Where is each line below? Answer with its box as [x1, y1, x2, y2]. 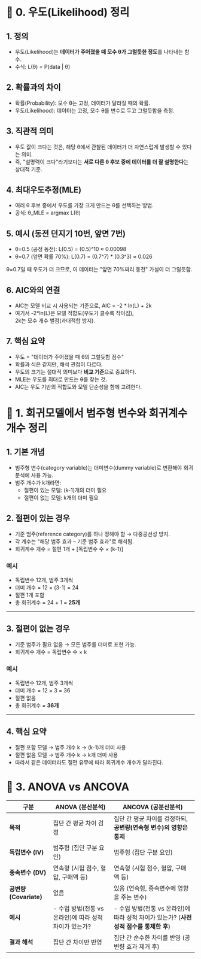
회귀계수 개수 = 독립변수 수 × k [14, 648, 87, 655]
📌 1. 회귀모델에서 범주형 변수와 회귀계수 [6, 407, 188, 420]
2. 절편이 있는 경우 [6, 513, 70, 524]
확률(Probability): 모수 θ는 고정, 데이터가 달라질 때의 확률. [14, 99, 151, 107]
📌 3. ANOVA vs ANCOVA [6, 780, 130, 794]
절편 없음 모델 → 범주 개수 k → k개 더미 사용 [14, 751, 118, 758]
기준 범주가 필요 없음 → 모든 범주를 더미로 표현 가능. [14, 640, 136, 648]
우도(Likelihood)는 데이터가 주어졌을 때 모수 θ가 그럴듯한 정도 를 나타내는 [14, 49, 184, 55]
